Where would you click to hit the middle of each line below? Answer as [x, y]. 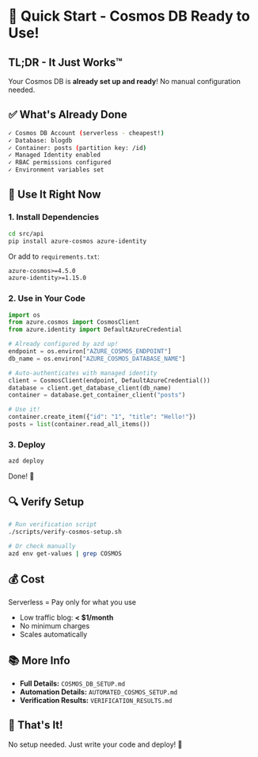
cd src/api [26, 233]
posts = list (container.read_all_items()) [79, 425]
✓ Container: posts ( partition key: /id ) [78, 148]
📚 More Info [39, 661]
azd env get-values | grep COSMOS [65, 553]
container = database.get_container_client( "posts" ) [97, 395]
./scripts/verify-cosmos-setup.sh [65, 532]
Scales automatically [53, 635]
